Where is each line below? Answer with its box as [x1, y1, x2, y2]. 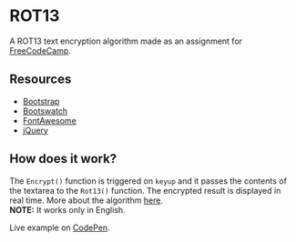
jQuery [22, 125, 48, 136]
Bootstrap [22, 96, 60, 106]
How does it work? [9, 151, 117, 166]
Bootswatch [22, 106, 68, 116]
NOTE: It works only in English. [9, 204, 126, 215]
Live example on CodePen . [9, 222, 110, 233]
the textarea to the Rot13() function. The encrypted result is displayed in [9, 185, 281, 196]
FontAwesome [22, 115, 77, 126]
